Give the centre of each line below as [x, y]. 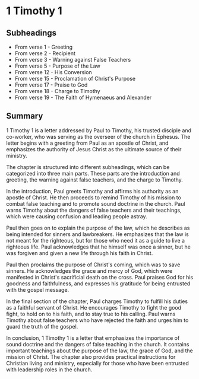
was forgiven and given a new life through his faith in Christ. [80, 253]
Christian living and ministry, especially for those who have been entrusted [97, 363]
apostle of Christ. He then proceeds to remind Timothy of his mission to [94, 198]
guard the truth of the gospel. [42, 326]
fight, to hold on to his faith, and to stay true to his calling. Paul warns [91, 314]
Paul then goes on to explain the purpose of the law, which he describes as [98, 228]
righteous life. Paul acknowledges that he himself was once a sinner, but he [99, 247]
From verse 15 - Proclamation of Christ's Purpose [75, 79]
